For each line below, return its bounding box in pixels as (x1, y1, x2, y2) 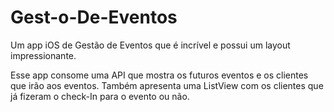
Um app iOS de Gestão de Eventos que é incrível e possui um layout (10, 39, 291, 51)
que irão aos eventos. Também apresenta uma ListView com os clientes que (10, 79, 324, 91)
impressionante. (10, 49, 77, 61)
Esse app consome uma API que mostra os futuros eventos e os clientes (10, 69, 309, 81)
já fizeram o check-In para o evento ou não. (10, 90, 190, 102)
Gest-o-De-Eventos (10, 6, 178, 29)
